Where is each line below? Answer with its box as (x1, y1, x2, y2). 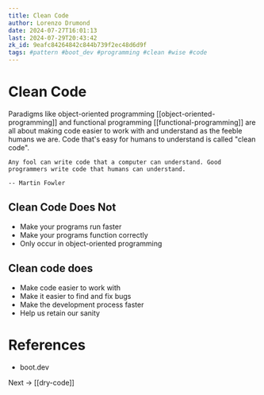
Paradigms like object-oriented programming (8, 109, 155, 118)
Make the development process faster (19, 300, 144, 309)
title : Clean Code (8, 11, 69, 20)
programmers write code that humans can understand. (8, 165, 186, 173)
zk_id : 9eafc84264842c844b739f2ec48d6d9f (8, 41, 147, 49)
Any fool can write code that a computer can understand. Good (8, 158, 222, 166)
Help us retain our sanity (19, 308, 101, 318)
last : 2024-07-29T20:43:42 (8, 33, 98, 42)
